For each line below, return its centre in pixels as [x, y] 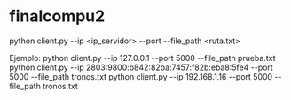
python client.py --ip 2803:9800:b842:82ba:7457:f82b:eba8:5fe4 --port [141, 67]
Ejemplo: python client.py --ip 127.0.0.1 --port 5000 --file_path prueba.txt [143, 58]
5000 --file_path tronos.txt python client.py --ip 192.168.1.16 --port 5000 [141, 76]
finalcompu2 [57, 16]
